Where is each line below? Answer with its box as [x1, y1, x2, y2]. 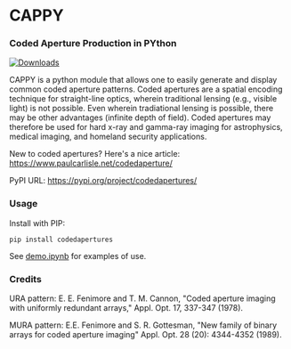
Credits [9, 272, 42, 285]
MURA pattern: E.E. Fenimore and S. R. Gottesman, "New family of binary [9, 320, 278, 330]
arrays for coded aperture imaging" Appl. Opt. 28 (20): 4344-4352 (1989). [9, 329, 282, 340]
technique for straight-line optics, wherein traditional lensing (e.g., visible [9, 93, 278, 104]
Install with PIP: [9, 217, 65, 228]
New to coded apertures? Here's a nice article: [9, 149, 181, 159]
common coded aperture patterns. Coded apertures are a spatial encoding [9, 84, 283, 94]
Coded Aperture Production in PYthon [9, 37, 177, 50]
